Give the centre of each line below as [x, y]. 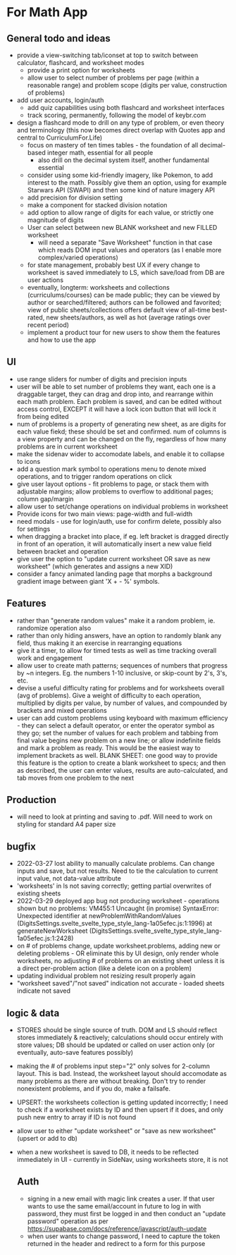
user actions [45, 280]
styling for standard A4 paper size [66, 824]
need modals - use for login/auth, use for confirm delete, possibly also [119, 521]
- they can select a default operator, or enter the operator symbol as [116, 725]
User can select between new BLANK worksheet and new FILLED [122, 227]
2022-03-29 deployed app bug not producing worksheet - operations [118, 901]
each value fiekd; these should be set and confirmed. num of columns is [122, 431]
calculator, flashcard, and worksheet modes [81, 63]
